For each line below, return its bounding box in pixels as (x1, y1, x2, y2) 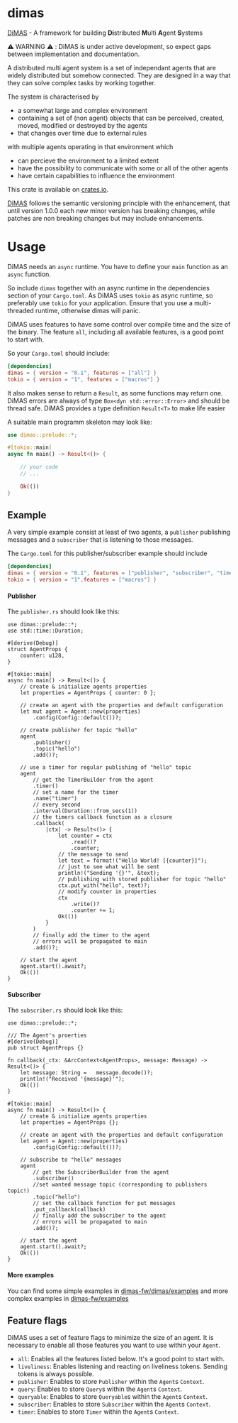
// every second (33, 801, 81, 809)
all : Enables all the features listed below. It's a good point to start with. (17, 1355, 225, 1363)
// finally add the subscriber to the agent (33, 1212, 166, 1219)
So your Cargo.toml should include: (7, 349, 110, 357)
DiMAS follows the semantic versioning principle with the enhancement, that (7, 199, 230, 207)
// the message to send (57, 851, 129, 858)
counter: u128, (20, 652, 65, 660)
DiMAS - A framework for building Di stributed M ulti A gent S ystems (7, 28, 203, 37)
